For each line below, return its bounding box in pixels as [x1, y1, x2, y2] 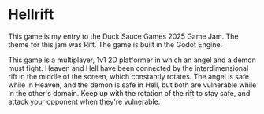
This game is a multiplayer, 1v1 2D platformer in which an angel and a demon [8, 55, 256, 64]
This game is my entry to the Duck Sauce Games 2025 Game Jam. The [8, 31, 239, 41]
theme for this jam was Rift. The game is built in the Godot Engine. [8, 39, 223, 49]
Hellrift [8, 6, 54, 24]
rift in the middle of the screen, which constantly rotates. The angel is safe [8, 72, 250, 81]
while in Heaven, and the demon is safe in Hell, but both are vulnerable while [8, 80, 257, 90]
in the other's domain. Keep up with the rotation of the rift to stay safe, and [8, 88, 251, 97]
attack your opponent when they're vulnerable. [8, 97, 161, 106]
